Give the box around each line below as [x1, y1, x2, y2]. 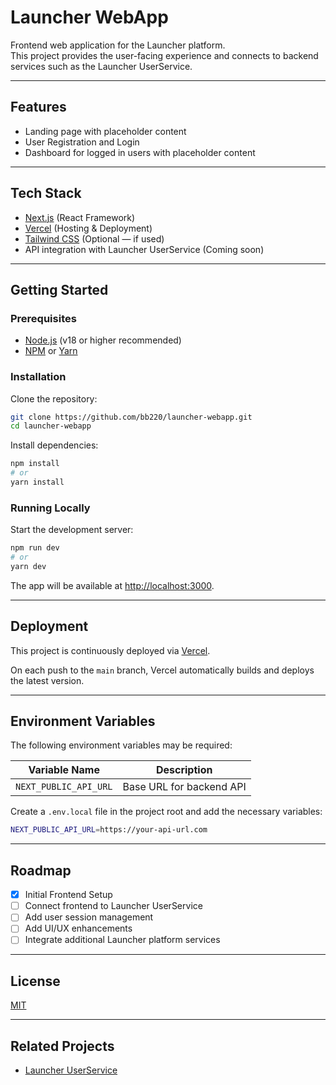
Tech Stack [10, 185, 82, 202]
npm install [10, 459, 60, 469]
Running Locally [10, 501, 91, 515]
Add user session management [24, 911, 154, 923]
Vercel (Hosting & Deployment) [24, 222, 153, 234]
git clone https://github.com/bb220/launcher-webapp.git [10, 412, 253, 422]
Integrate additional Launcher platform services [24, 934, 221, 946]
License [10, 972, 61, 990]
